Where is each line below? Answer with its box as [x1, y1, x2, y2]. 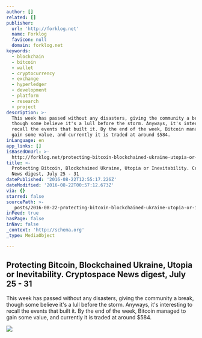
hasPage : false [6, 216, 44, 222]
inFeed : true [6, 210, 39, 217]
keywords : [6, 48, 31, 54]
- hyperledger [11, 82, 47, 88]
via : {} [6, 188, 26, 194]
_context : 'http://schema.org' [6, 227, 85, 233]
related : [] [6, 14, 36, 20]
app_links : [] [6, 143, 42, 149]
